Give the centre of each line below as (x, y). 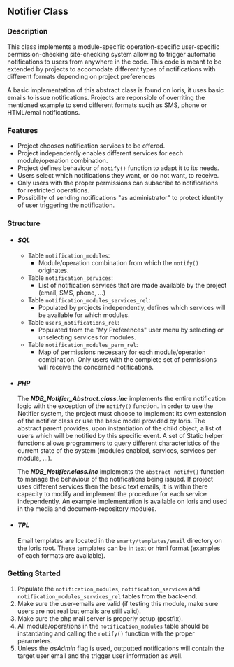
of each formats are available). (61, 555)
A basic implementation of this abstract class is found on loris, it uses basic (116, 90)
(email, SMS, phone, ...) (72, 293)
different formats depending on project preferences (81, 76)
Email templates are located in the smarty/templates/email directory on (119, 540)
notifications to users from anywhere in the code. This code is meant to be (115, 62)
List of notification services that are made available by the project (132, 286)
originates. (53, 271)
